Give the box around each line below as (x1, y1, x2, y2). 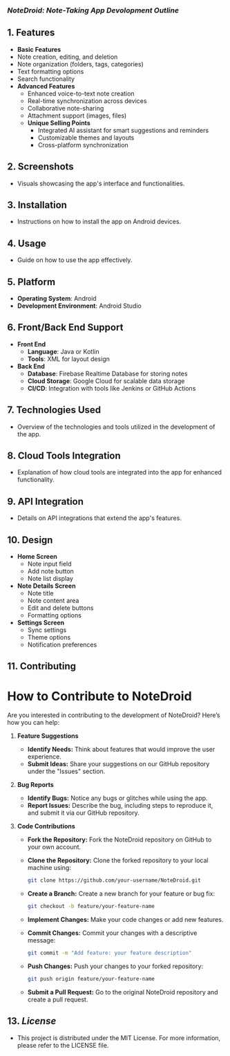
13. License (7, 1015, 57, 1027)
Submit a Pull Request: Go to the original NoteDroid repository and (27, 988, 219, 996)
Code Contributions (17, 822, 76, 831)
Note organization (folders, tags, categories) (17, 59, 144, 68)
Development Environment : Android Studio (17, 302, 142, 310)
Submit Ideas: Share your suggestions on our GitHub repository (27, 760, 210, 768)
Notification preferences (27, 640, 97, 649)
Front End (17, 340, 46, 348)
